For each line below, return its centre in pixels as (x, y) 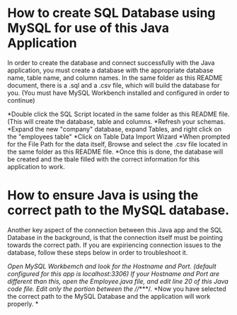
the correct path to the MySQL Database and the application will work (109, 296)
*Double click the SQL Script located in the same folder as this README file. (118, 114)
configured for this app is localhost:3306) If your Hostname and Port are (114, 273)
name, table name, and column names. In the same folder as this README (115, 78)
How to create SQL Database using (111, 13)
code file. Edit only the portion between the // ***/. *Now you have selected (117, 289)
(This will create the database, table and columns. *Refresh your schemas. (116, 121)
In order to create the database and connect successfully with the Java (111, 62)
